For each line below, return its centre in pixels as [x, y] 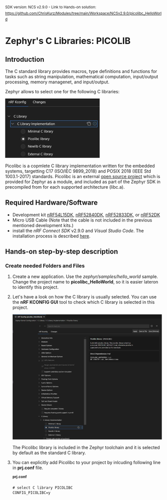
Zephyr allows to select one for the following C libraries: [62, 91]
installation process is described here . [51, 236]
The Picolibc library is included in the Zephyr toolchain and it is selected [86, 447]
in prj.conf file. [28, 468]
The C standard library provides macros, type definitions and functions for [81, 71]
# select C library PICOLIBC [42, 488]
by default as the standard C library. [49, 453]
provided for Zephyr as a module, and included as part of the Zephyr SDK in [83, 182]
